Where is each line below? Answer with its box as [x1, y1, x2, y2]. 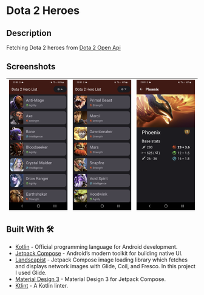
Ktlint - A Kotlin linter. [15, 282, 69, 290]
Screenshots [6, 61, 56, 72]
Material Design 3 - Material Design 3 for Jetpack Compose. [15, 276, 166, 283]
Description [6, 28, 52, 38]
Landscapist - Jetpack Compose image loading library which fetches [15, 256, 188, 263]
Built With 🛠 [6, 224, 55, 235]
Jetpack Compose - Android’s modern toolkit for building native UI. [15, 250, 183, 257]
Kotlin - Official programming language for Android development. [15, 243, 178, 251]
